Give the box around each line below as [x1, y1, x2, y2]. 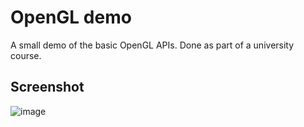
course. [10, 49, 42, 61]
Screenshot [10, 79, 85, 96]
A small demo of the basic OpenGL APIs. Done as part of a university [10, 39, 295, 51]
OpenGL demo [10, 6, 132, 29]
